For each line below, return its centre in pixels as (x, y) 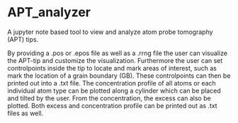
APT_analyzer (49, 12)
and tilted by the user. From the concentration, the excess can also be (109, 98)
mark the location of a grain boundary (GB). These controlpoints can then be (119, 76)
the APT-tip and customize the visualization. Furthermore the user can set (115, 60)
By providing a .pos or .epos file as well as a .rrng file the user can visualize (118, 53)
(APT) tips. (23, 39)
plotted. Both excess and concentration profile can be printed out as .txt (112, 105)
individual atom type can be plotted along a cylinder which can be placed (114, 90)
